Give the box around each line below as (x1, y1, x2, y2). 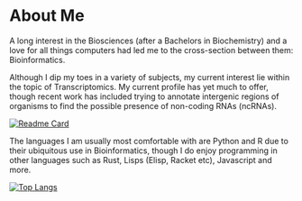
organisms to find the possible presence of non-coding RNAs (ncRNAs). (9, 100, 278, 111)
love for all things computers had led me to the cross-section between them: (9, 44, 294, 55)
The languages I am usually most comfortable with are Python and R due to (9, 135, 288, 146)
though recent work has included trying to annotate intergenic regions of (9, 91, 279, 102)
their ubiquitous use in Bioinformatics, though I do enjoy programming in (9, 145, 278, 156)
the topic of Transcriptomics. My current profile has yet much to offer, (9, 81, 269, 92)
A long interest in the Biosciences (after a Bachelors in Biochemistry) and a (9, 35, 288, 46)
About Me (9, 5, 85, 26)
